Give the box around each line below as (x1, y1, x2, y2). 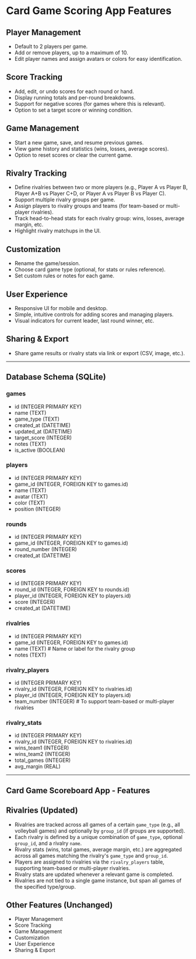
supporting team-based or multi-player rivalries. (14, 864, 131, 871)
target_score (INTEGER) (14, 434, 72, 441)
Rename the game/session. (14, 260, 80, 267)
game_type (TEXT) (14, 415, 60, 422)
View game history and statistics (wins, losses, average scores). (14, 145, 169, 152)
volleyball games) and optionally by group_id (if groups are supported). (14, 827, 185, 834)
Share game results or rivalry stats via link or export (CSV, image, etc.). (14, 349, 185, 356)
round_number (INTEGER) (14, 546, 77, 553)
